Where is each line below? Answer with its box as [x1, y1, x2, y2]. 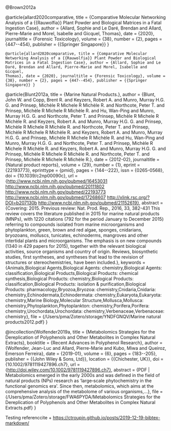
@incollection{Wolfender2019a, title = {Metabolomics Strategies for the [5, 329, 156, 335]
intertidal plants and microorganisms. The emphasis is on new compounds [5, 238, 162, 244]
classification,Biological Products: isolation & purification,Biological [5, 281, 146, 287]
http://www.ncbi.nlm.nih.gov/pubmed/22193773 [5, 189, 106, 195]
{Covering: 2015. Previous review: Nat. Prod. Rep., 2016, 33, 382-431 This [5, 205, 160, 211]
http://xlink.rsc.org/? [107, 194, 150, 200]
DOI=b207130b [5, 200, 37, 206]
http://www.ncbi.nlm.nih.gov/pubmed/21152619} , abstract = [38, 200, 163, 206]
